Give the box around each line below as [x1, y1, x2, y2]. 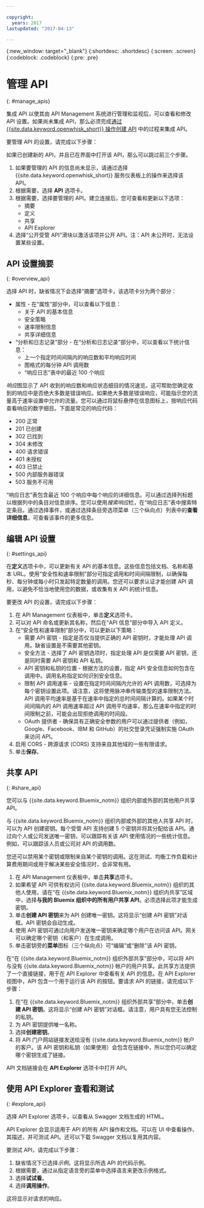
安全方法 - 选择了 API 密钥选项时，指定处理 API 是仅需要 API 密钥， [24, 649, 192, 657]
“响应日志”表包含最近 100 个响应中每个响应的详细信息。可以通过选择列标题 [6, 491, 193, 499]
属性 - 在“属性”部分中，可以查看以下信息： [15, 300, 121, 308]
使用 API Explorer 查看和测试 [6, 1083, 114, 1094]
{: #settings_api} [6, 550, 47, 557]
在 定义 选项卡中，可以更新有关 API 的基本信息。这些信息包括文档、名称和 [6, 562, 188, 570]
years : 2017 [12, 19, 42, 26]
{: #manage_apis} [6, 98, 50, 105]
